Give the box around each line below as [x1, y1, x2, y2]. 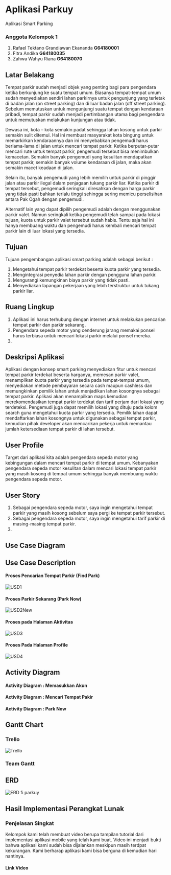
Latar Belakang [5, 71, 55, 79]
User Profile [5, 441, 44, 449]
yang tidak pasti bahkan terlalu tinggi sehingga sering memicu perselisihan [5, 191, 163, 197]
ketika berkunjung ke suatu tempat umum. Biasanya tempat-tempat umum [5, 89, 161, 96]
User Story [5, 491, 40, 499]
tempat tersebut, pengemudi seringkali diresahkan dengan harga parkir [5, 186, 155, 192]
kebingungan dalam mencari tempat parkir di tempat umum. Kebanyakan [5, 460, 159, 466]
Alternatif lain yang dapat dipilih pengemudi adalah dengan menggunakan [5, 206, 161, 213]
